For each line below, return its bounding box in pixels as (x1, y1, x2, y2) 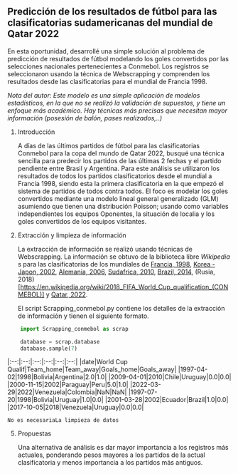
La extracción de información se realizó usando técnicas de (17, 244, 193, 253)
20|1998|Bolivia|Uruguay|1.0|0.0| (7, 396, 104, 404)
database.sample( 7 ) (20, 345, 78, 352)
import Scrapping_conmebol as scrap (20, 325, 129, 332)
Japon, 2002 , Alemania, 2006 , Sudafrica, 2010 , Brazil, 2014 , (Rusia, (17, 267, 215, 276)
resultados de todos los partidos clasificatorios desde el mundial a (17, 171, 212, 180)
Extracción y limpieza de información (17, 231, 126, 239)
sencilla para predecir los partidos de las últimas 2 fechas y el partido (17, 156, 222, 165)
